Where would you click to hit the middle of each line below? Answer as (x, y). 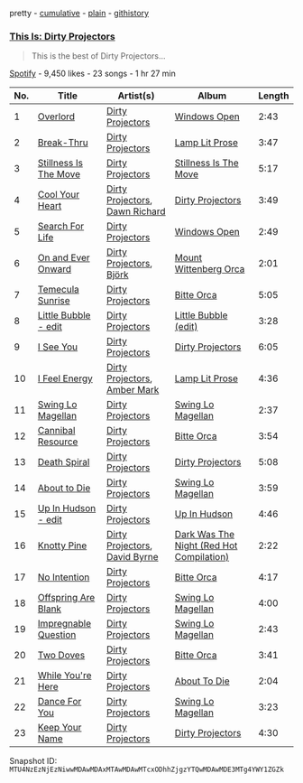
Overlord (56, 117)
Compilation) (202, 557)
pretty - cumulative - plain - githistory (79, 13)
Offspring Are (66, 598)
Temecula (58, 290)
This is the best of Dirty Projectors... (98, 56)
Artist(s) (136, 96)
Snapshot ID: (33, 761)
